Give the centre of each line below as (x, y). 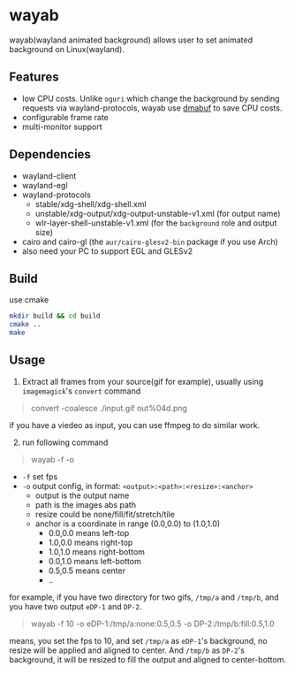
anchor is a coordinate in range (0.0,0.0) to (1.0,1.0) (128, 524)
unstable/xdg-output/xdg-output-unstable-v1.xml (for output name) (158, 213)
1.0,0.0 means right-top (91, 542)
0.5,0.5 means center (87, 571)
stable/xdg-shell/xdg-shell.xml (91, 203)
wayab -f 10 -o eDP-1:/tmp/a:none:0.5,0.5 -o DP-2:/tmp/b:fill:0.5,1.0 (153, 624)
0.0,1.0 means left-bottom (95, 561)
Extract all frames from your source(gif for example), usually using (143, 381)
